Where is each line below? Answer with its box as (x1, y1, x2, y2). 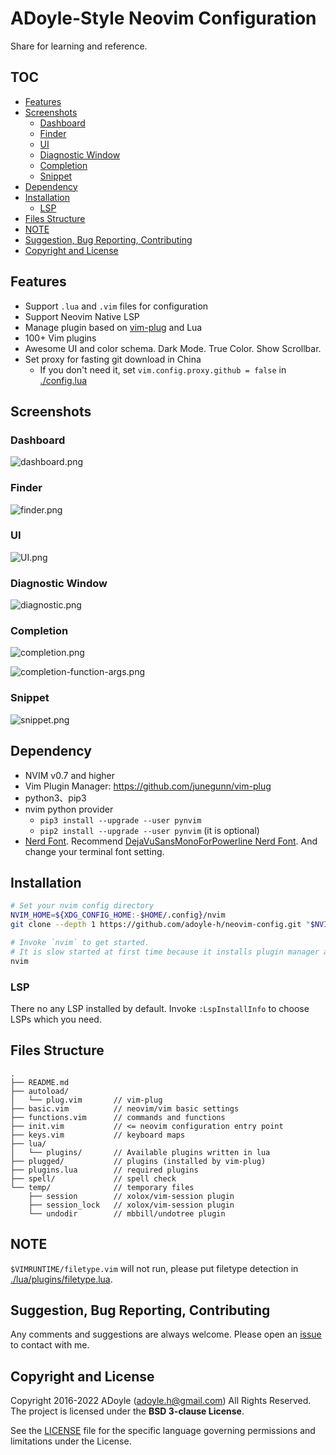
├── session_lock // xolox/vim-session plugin (28, 1200, 235, 1210)
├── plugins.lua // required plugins (10, 1165, 199, 1175)
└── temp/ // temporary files (10, 1182, 195, 1192)
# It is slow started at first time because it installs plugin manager (10, 947, 320, 957)
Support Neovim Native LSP (24, 310, 140, 322)
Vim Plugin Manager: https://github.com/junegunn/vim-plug (24, 780, 272, 792)
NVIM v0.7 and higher (24, 769, 115, 781)
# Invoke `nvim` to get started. (10, 937, 150, 947)
